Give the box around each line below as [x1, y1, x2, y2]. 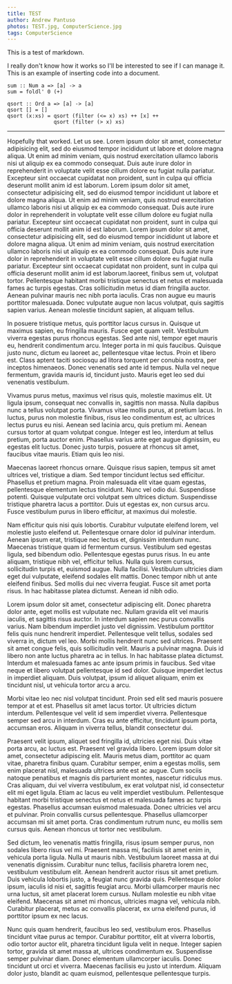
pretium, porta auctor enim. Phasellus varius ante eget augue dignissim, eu [7, 436, 220, 444]
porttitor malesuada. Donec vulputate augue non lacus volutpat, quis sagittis [7, 298, 224, 307]
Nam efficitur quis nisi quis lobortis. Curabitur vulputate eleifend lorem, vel [7, 521, 219, 529]
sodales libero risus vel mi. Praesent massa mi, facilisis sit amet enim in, [7, 846, 212, 854]
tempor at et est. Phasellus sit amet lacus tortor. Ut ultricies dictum [7, 702, 197, 710]
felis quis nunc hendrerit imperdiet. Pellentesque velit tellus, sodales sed [7, 630, 213, 638]
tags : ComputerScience [7, 29, 72, 37]
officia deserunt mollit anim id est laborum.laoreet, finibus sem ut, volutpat [7, 269, 219, 278]
